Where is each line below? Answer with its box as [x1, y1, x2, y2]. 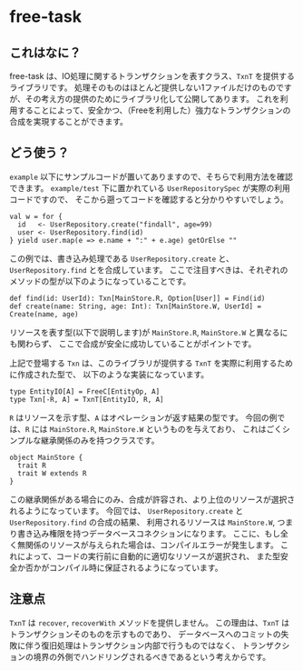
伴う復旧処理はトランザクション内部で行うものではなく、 [24, 639, 240, 651]
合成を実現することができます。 [9, 116, 129, 126]
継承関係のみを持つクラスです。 [40, 435, 160, 446]
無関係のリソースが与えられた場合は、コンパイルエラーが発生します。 [16, 539, 279, 550]
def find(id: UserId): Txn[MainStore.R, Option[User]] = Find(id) [9, 294, 266, 303]
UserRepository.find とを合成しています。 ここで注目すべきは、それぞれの [9, 264, 288, 275]
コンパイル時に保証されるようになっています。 [48, 562, 223, 573]
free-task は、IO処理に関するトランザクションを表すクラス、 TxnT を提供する [9, 71, 295, 81]
